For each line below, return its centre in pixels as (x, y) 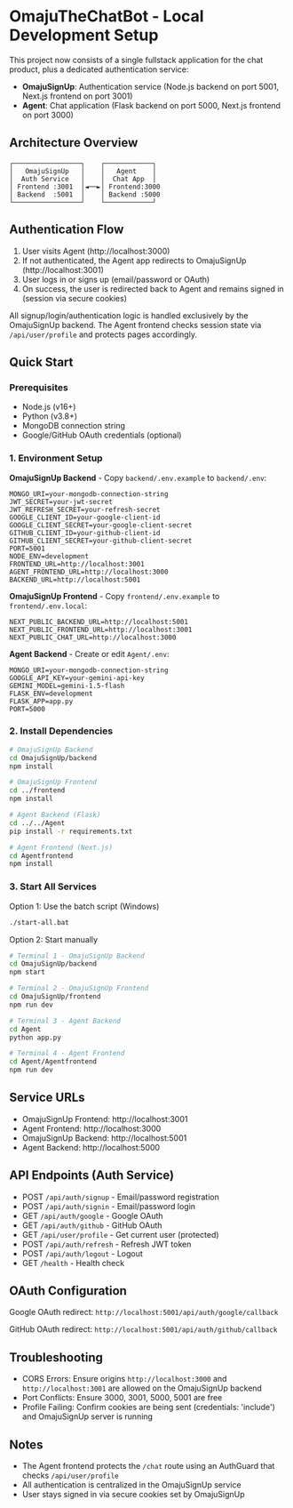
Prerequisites (39, 387)
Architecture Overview (74, 143)
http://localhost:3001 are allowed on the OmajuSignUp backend (142, 1388)
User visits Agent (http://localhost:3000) (96, 251)
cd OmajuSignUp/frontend (55, 997)
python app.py (36, 1038)
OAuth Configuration (68, 1291)
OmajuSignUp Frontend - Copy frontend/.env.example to (115, 596)
